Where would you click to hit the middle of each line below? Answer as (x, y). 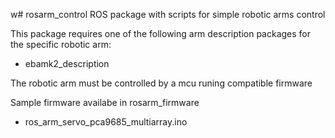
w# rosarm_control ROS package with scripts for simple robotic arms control (168, 14)
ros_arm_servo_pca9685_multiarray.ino (106, 122)
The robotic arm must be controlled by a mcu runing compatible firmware (161, 83)
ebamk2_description (67, 63)
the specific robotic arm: (61, 44)
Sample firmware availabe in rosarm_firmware (105, 102)
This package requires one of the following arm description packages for (161, 33)
